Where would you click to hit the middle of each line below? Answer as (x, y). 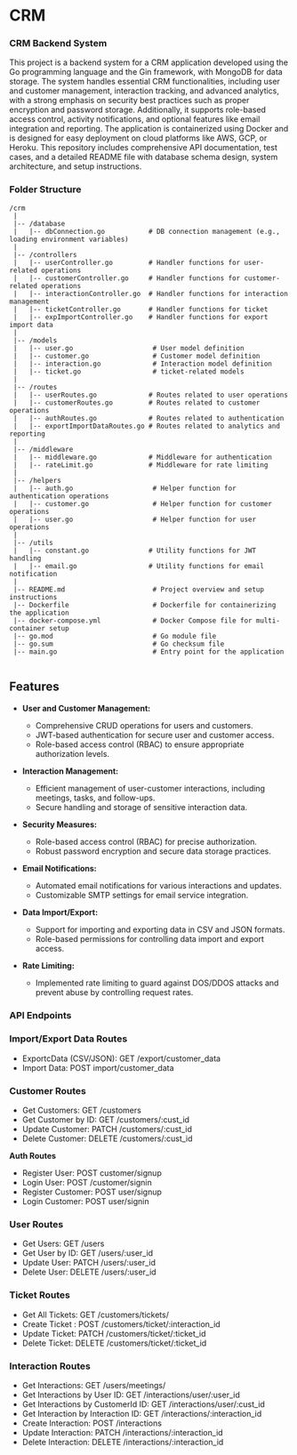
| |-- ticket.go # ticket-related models (128, 371)
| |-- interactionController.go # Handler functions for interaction (151, 293)
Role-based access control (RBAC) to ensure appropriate (140, 744)
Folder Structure (45, 189)
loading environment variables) (69, 239)
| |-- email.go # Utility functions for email (139, 566)
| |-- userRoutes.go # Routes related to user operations (151, 395)
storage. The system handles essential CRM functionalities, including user (144, 82)
